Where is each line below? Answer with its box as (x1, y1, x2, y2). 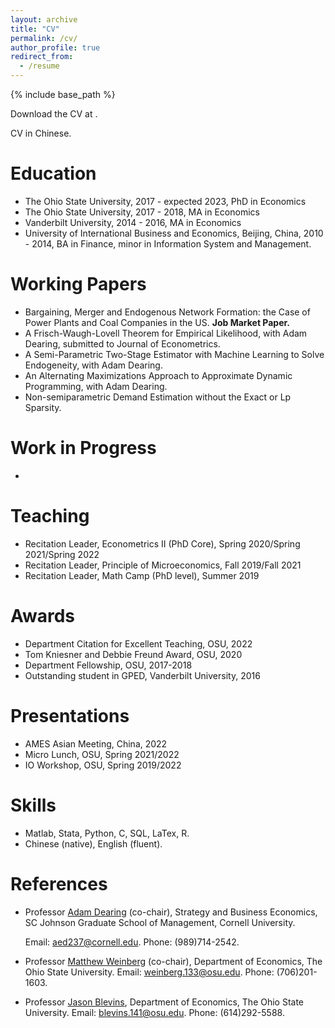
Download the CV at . (10, 108, 98, 120)
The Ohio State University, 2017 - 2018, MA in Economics (24, 206, 260, 218)
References (10, 872, 108, 895)
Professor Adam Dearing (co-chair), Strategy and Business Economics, (24, 906, 318, 918)
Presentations (10, 704, 130, 727)
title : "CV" (10, 24, 60, 34)
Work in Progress (10, 437, 157, 460)
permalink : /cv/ (10, 33, 78, 43)
